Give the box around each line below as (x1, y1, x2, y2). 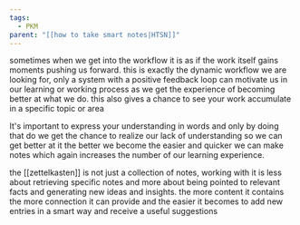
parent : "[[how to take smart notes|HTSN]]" (9, 30, 180, 39)
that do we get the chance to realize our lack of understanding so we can (9, 131, 283, 142)
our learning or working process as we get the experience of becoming (9, 83, 276, 95)
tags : (9, 13, 30, 23)
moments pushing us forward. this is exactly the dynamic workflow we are (9, 64, 287, 75)
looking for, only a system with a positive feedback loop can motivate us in (9, 74, 288, 85)
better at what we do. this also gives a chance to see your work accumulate (9, 93, 292, 104)
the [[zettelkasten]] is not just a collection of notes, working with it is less (9, 167, 283, 178)
